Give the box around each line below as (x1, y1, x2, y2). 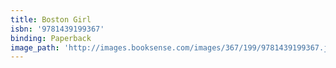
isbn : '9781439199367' (10, 24, 105, 34)
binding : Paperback (10, 33, 92, 43)
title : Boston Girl (10, 14, 92, 25)
